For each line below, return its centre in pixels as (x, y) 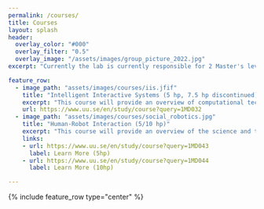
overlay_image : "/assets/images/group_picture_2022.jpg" (110, 59)
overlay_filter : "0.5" (52, 52)
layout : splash (33, 30)
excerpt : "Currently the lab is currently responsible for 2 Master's (126, 67)
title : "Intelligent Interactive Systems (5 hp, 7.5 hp (116, 95)
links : (33, 139)
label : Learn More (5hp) (70, 153)
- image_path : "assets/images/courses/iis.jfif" (96, 88)
